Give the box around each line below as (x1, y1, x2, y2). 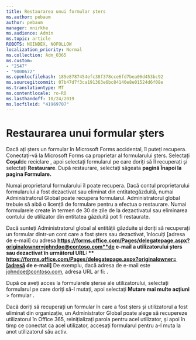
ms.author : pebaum (6, 14, 51, 20)
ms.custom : (6, 57, 33, 63)
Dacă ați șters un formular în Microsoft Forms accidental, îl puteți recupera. (6, 146, 187, 153)
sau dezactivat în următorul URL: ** (6, 250, 95, 257)
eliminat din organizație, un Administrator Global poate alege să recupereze (6, 310, 188, 317)
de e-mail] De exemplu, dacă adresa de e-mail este (26, 262, 151, 269)
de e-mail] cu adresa (6, 237, 57, 244)
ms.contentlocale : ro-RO (6, 90, 67, 96)
